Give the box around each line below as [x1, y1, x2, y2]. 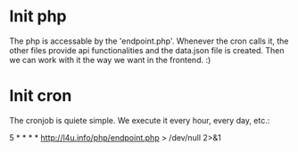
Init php [9, 6, 67, 27]
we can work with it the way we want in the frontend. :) [9, 54, 211, 65]
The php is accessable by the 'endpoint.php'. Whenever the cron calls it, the [9, 36, 289, 46]
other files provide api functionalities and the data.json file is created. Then [9, 44, 285, 55]
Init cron [9, 86, 72, 106]
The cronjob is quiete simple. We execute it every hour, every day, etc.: [9, 115, 270, 125]
